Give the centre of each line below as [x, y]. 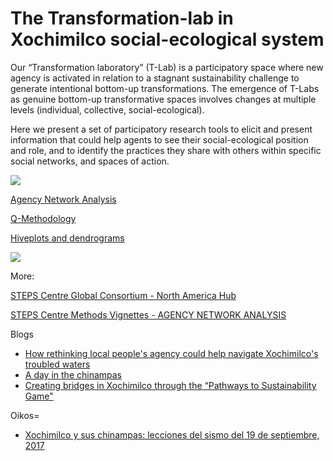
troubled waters [57, 364]
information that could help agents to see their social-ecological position [159, 139]
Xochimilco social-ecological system [167, 39]
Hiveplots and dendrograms [67, 238]
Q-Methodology [43, 218]
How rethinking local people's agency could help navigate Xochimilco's [171, 353]
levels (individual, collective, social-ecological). [107, 109]
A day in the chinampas [73, 374]
